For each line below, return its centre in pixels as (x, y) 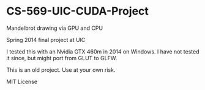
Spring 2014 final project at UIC (46, 40)
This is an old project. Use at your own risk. (61, 70)
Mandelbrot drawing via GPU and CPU (54, 28)
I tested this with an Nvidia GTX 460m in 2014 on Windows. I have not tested (103, 51)
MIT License (22, 81)
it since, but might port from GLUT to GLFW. (62, 58)
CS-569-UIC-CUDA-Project (77, 11)
